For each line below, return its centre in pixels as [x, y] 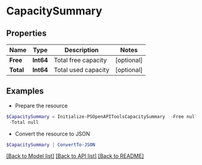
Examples [25, 91]
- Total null [24, 122]
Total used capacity [81, 70]
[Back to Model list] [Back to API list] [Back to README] [75, 156]
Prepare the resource [41, 106]
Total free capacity [80, 60]
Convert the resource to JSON [52, 134]
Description [82, 50]
